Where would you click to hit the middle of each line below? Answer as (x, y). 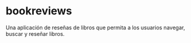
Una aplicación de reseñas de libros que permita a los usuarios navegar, (95, 27)
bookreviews (39, 11)
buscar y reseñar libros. (35, 33)
